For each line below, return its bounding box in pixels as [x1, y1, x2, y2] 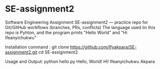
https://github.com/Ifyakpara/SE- [70, 44, 137, 50]
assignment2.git [5, 49, 38, 55]
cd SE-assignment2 [38, 49, 78, 55]
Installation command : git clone [5, 44, 69, 50]
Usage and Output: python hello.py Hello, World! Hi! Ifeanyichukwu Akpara [5, 58, 155, 64]
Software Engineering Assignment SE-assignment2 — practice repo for [5, 19, 148, 25]
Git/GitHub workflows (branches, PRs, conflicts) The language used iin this [5, 24, 156, 30]
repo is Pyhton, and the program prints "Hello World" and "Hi [5, 29, 128, 35]
